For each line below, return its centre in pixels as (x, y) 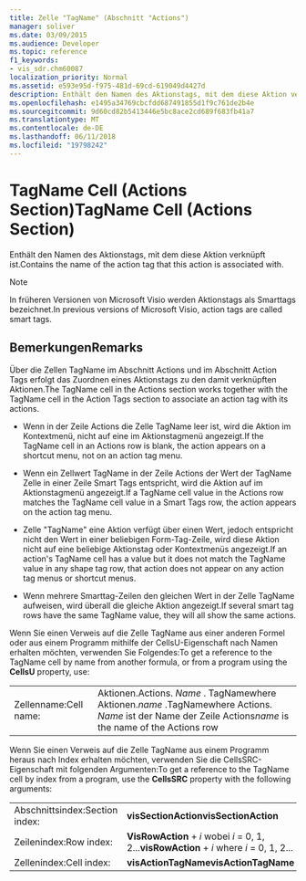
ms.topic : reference (49, 52)
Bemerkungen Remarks (76, 348)
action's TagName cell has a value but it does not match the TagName (154, 559)
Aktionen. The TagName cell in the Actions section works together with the (149, 389)
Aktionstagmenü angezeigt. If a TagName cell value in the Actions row (153, 492)
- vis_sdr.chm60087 (46, 69)
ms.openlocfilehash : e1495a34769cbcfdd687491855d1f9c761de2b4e (132, 103)
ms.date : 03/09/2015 (49, 35)
